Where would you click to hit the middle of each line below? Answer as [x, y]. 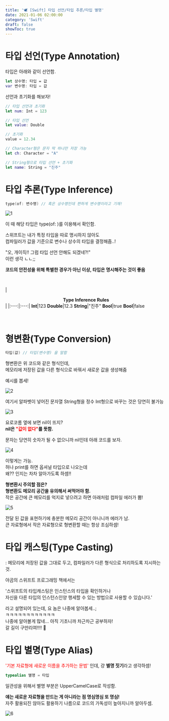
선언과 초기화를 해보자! [28, 96]
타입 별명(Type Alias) [49, 650]
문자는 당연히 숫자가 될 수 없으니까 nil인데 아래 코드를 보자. [64, 440]
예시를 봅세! [17, 381]
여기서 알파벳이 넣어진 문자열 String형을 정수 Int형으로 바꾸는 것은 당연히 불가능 [84, 401]
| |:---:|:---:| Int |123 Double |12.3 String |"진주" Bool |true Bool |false [75, 306]
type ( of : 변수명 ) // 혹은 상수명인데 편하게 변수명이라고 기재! [64, 204]
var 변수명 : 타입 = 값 [26, 86]
